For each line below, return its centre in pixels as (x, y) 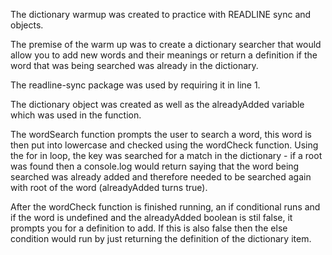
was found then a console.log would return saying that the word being (155, 166)
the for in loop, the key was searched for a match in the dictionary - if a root (166, 155)
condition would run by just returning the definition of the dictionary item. (161, 238)
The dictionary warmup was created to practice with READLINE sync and (161, 14)
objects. (27, 25)
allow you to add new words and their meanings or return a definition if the (164, 55)
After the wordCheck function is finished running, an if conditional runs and (165, 207)
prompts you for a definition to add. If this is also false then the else (149, 228)
